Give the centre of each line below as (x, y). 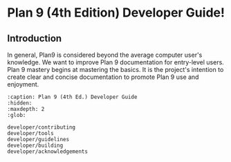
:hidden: (20, 103)
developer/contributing (41, 127)
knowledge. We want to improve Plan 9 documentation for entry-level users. (116, 62)
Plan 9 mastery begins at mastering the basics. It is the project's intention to (115, 70)
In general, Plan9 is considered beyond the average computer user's (105, 55)
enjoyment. (23, 84)
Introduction (35, 38)
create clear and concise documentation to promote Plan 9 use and (103, 77)
